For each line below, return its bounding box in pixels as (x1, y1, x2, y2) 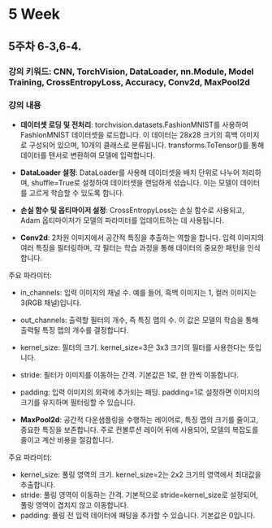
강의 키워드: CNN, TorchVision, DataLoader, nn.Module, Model (8, 66, 254, 77)
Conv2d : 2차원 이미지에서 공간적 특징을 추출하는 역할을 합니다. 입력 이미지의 (19, 233, 264, 242)
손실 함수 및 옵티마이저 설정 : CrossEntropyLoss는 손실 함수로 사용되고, (19, 205, 245, 215)
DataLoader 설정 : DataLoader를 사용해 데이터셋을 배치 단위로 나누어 (19, 168, 240, 177)
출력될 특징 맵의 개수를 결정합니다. (19, 325, 129, 334)
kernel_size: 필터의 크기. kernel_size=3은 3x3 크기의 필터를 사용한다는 (19, 343, 247, 352)
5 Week (8, 5, 61, 24)
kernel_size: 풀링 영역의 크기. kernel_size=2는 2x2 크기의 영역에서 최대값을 (19, 469, 261, 479)
